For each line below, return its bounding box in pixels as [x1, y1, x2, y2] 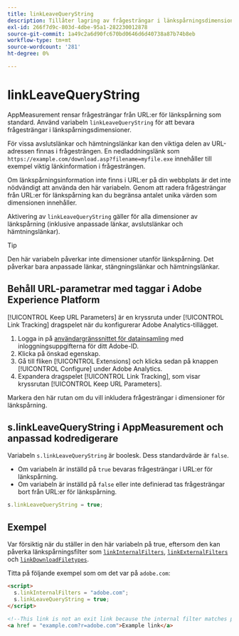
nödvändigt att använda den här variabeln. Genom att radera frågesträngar [7, 183, 226, 192]
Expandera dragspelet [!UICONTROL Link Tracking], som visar [17, 372, 201, 380]
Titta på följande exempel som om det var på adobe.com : [7, 569, 171, 578]
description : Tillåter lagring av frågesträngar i [7, 17, 161, 24]
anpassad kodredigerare [7, 433, 119, 445]
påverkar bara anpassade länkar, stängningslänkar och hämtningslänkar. [7, 262, 221, 271]
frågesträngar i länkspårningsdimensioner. [7, 125, 132, 134]
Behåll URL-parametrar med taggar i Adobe [7, 283, 203, 295]
